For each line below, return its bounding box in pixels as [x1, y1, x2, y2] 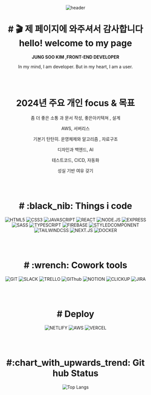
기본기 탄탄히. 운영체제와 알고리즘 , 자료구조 [33, 136, 118, 142]
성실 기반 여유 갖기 [57, 167, 94, 173]
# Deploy [56, 308, 95, 319]
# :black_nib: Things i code [18, 200, 133, 212]
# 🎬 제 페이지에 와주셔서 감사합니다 [7, 24, 144, 35]
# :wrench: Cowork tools [23, 260, 128, 271]
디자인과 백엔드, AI [57, 147, 94, 153]
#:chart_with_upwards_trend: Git [6, 357, 145, 368]
